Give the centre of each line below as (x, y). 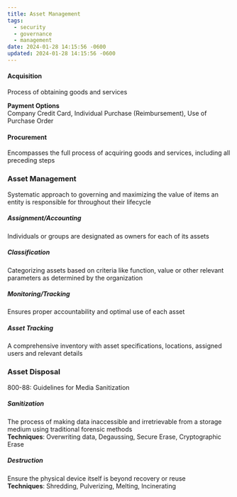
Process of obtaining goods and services (67, 92)
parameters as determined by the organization (75, 278)
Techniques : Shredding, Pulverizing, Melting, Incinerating (92, 486)
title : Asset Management (44, 14)
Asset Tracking (31, 328)
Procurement (27, 137)
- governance (33, 34)
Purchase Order (31, 121)
